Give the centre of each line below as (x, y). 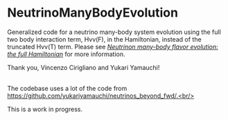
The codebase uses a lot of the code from (67, 88)
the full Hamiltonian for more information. (66, 54)
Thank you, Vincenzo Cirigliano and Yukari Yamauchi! (84, 67)
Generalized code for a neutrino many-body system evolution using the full (114, 32)
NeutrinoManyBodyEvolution (93, 13)
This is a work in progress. (45, 109)
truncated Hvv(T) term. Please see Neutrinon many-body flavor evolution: (113, 46)
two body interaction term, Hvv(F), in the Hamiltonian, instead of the (105, 39)
